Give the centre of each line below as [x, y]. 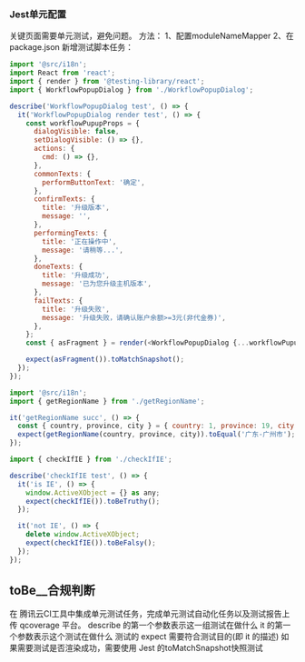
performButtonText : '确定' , [93, 182]
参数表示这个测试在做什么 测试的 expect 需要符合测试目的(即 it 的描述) [148, 637]
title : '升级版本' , [76, 208]
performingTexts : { [70, 233]
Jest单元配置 [38, 14]
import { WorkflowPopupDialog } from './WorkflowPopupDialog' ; [132, 90]
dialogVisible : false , [76, 132]
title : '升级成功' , [76, 276]
